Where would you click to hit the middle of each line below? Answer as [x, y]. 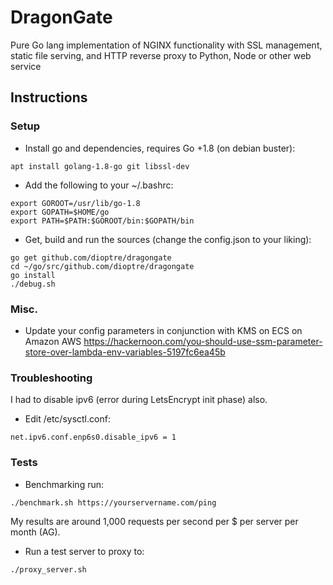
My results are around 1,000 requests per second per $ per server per [154, 521]
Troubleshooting [51, 378]
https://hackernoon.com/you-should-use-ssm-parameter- [203, 341]
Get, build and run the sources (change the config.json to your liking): [168, 239]
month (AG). [35, 532]
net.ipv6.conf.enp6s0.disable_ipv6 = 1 [93, 437]
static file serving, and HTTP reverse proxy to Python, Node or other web [161, 55]
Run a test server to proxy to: [84, 551]
